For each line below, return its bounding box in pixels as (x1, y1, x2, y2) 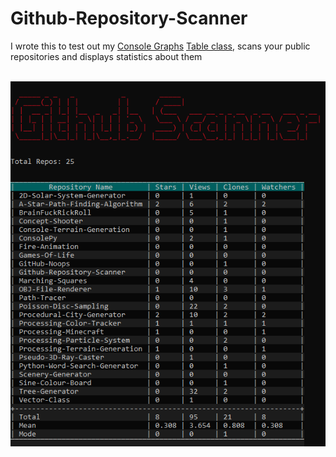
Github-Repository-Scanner (10, 7, 248, 30)
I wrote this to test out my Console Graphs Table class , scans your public (10, 40, 311, 52)
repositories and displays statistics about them (10, 50, 203, 62)
